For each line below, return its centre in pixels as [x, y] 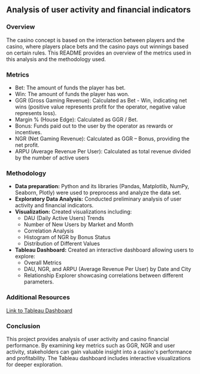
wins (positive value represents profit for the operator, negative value [100, 107]
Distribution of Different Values [62, 244]
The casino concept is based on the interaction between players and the [96, 40]
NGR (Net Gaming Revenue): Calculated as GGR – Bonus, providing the [102, 138]
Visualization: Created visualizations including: [73, 212]
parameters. [39, 282]
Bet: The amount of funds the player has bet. [70, 88]
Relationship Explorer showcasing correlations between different [104, 276]
